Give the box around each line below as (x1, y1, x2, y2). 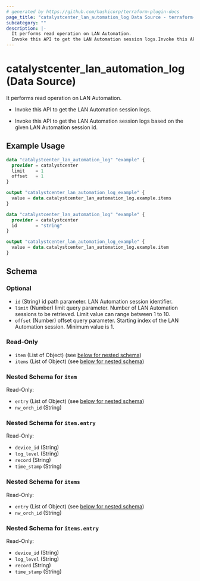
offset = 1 (11, 173, 44, 179)
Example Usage (6, 141, 65, 151)
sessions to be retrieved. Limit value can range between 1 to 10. (14, 310, 171, 317)
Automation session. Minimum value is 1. (14, 323, 114, 330)
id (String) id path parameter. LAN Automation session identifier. (14, 298, 173, 305)
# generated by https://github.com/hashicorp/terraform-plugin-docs (6, 8, 180, 15)
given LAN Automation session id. (14, 123, 98, 131)
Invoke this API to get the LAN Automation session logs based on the (14, 117, 183, 124)
